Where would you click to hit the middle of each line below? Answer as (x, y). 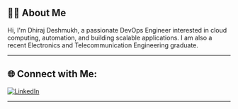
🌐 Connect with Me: (52, 74)
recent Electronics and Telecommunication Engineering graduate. (103, 45)
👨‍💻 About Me (37, 13)
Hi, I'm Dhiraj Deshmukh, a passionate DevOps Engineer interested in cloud (117, 30)
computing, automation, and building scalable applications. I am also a (110, 38)
